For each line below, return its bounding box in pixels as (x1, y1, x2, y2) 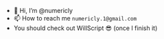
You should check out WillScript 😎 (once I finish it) (13, 24, 158, 32)
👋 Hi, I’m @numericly (13, 7, 73, 14)
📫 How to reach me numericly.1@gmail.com (13, 14, 137, 22)
